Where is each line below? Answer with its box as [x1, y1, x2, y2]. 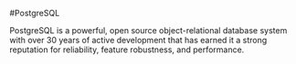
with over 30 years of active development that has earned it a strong [9, 35, 268, 45]
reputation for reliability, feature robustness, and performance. [9, 44, 245, 55]
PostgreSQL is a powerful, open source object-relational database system [9, 25, 288, 35]
